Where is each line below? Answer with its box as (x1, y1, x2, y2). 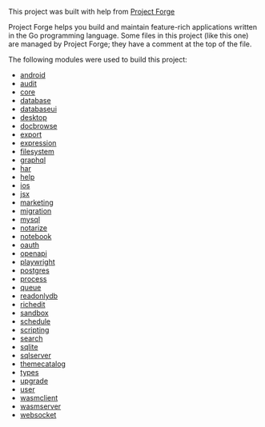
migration (19, 206, 52, 215)
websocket (19, 410, 57, 419)
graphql (19, 155, 46, 165)
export (19, 130, 42, 139)
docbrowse (19, 122, 58, 130)
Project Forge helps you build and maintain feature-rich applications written (8, 22, 258, 31)
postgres (19, 265, 50, 275)
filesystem (19, 147, 54, 156)
